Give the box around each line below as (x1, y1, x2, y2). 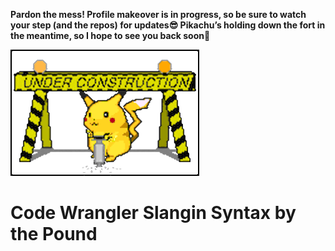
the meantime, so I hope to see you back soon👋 (10, 30, 211, 41)
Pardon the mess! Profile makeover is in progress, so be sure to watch (10, 9, 307, 20)
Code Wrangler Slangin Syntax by (10, 201, 297, 224)
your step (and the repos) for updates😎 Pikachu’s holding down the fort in (10, 19, 326, 31)
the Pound (10, 222, 98, 245)
